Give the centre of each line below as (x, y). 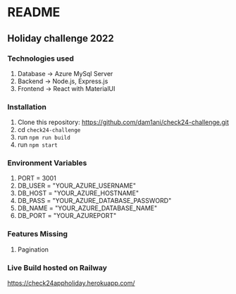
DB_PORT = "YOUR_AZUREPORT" (67, 216)
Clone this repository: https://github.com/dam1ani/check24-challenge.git (123, 122)
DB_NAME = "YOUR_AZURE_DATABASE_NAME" (87, 208)
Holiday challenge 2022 (61, 38)
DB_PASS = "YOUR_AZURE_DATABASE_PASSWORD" (94, 201)
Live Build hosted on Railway (57, 267)
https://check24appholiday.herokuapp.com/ (71, 283)
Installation (27, 106)
